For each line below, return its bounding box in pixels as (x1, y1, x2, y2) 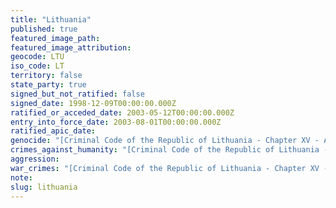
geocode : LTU (10, 52, 65, 62)
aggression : (10, 154, 60, 164)
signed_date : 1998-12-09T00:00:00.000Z (10, 98, 177, 108)
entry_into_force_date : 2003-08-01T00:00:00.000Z (10, 117, 222, 127)
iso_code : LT (10, 61, 65, 71)
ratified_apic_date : (10, 126, 97, 136)
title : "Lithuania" (10, 14, 92, 25)
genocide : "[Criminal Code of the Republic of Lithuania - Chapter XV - (10, 136, 320, 146)
